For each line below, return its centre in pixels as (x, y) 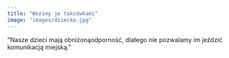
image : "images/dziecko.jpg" (50, 20)
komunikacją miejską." (39, 47)
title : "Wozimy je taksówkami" (53, 13)
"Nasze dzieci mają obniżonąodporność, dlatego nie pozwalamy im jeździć (115, 39)
